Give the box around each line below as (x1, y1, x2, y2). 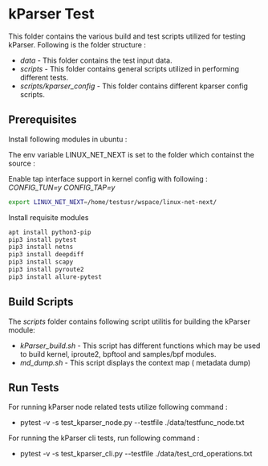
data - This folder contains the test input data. (19, 55, 173, 65)
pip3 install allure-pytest (8, 272, 103, 281)
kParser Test (8, 5, 95, 23)
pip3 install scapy (8, 258, 74, 266)
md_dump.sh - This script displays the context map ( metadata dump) (19, 358, 251, 367)
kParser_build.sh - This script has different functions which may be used (19, 341, 261, 350)
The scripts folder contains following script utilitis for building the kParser (8, 317, 251, 326)
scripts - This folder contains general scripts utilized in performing (19, 63, 239, 73)
